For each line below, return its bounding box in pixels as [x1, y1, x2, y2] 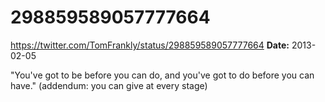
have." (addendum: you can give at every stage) [10, 79, 208, 91]
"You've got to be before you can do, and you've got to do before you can [10, 69, 315, 81]
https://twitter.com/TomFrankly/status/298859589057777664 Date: [10, 39, 290, 51]
